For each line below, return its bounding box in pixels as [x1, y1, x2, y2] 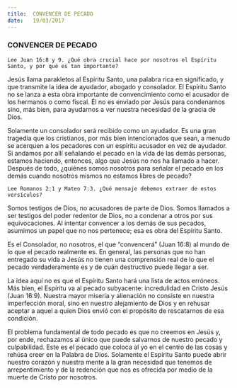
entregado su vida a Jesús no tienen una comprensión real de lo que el [7, 255, 214, 263]
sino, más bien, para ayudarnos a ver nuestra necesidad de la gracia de [7, 105, 216, 113]
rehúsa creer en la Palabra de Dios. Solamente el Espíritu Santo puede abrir [7, 350, 227, 358]
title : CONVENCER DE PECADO [7, 10, 93, 18]
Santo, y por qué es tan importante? [7, 62, 119, 69]
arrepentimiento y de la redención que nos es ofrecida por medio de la [7, 365, 214, 374]
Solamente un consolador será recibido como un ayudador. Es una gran [7, 126, 216, 135]
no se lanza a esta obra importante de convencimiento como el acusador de [7, 90, 229, 98]
